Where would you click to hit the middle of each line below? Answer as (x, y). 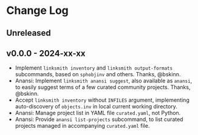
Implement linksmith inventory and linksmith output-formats (94, 68)
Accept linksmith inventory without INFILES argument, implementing (102, 100)
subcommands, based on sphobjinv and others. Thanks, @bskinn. (98, 74)
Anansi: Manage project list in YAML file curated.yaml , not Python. (98, 113)
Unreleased (29, 33)
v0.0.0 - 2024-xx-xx (46, 53)
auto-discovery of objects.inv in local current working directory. (96, 107)
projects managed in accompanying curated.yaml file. (82, 126)
